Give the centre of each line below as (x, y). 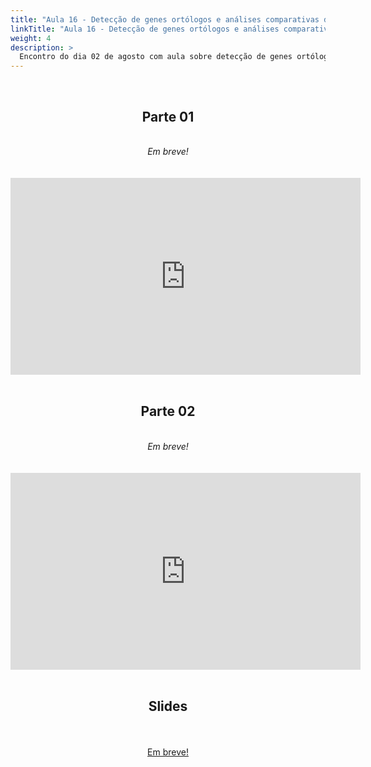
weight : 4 (31, 38)
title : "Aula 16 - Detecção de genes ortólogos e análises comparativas (165, 19)
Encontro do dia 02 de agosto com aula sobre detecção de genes (156, 57)
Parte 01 (168, 116)
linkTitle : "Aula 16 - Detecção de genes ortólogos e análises (145, 29)
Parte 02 (168, 411)
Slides (168, 706)
